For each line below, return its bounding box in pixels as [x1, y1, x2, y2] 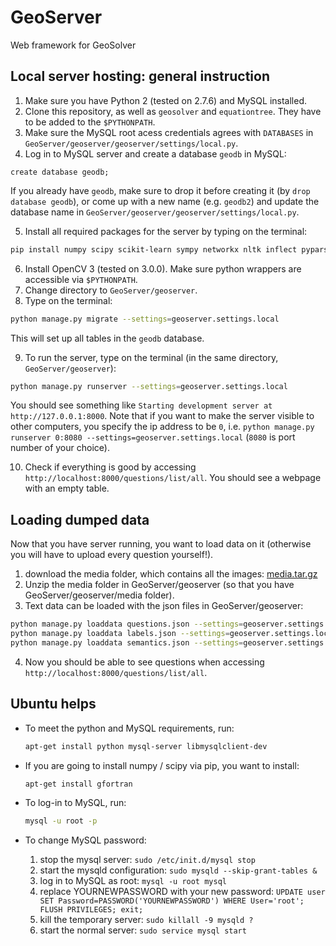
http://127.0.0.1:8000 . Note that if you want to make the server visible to [10, 410, 315, 422]
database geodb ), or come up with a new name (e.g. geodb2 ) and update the [10, 195, 320, 207]
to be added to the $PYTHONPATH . [24, 116, 156, 128]
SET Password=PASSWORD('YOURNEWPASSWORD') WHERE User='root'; [39, 896, 305, 906]
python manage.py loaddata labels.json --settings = [10, 629, 230, 639]
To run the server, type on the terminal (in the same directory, [24, 351, 279, 363]
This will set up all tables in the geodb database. [10, 332, 205, 344]
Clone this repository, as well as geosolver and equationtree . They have [24, 105, 322, 117]
